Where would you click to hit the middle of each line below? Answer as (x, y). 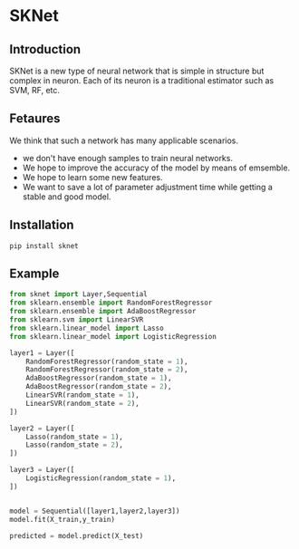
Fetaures (35, 119)
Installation (42, 225)
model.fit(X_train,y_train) (63, 519)
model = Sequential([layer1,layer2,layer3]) (95, 511)
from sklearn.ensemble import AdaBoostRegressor (103, 312)
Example (34, 274)
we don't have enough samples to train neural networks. (128, 158)
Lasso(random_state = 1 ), (75, 437)
